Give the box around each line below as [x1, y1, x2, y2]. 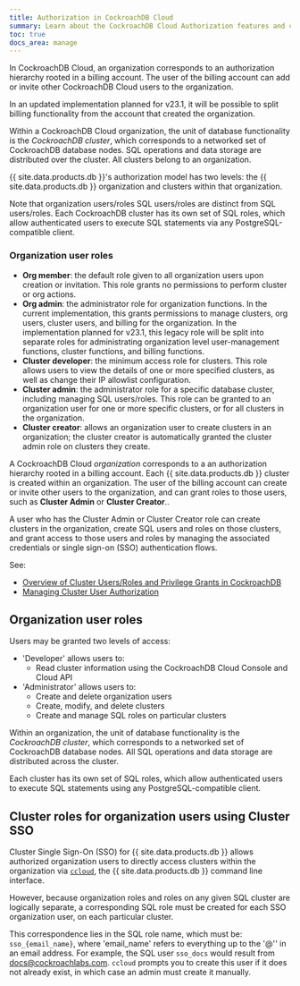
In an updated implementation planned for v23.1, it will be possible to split [9, 99, 279, 110]
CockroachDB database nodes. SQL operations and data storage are [9, 145, 262, 156]
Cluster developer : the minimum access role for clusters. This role [21, 355, 268, 366]
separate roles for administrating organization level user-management [21, 336, 279, 347]
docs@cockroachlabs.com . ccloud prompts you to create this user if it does [9, 957, 287, 968]
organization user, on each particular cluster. [9, 912, 174, 922]
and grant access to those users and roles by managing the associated [9, 532, 271, 543]
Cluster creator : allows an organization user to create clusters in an [21, 421, 272, 432]
